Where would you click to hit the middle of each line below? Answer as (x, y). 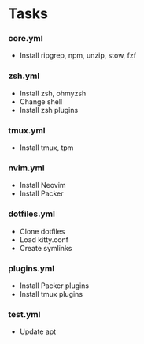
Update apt (38, 331)
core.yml (26, 39)
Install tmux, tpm (46, 148)
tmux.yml (27, 130)
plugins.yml (31, 268)
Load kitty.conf (44, 239)
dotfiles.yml (31, 214)
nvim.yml (26, 168)
